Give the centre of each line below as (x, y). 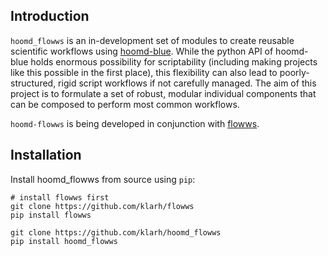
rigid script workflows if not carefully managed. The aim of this (187, 83)
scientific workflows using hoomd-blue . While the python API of (142, 51)
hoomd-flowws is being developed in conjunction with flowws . (135, 123)
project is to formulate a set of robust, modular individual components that (163, 93)
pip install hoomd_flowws (64, 241)
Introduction (50, 16)
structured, (33, 83)
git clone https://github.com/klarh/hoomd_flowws (116, 232)
